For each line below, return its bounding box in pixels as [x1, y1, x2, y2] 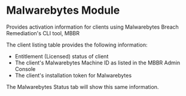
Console [14, 65, 36, 72]
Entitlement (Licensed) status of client [14, 52, 109, 60]
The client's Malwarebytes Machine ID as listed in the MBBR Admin [14, 59, 181, 66]
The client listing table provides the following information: [6, 41, 148, 48]
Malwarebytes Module [6, 4, 120, 17]
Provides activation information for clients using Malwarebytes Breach [6, 23, 179, 30]
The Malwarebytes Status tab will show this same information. [6, 83, 159, 90]
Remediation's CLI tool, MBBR [6, 29, 80, 36]
